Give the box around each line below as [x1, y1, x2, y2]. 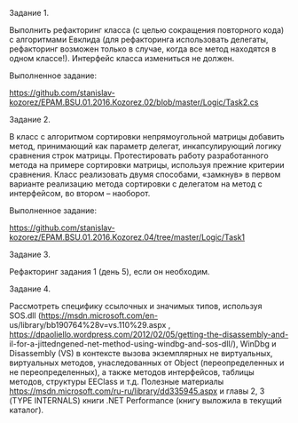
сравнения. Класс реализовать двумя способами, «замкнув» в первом [9, 169, 281, 180]
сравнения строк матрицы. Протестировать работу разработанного [9, 150, 269, 161]
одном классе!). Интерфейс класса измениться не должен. [9, 53, 235, 63]
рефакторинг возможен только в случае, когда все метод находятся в [9, 44, 277, 54]
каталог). [9, 404, 44, 415]
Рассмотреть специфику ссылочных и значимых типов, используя [9, 301, 263, 311]
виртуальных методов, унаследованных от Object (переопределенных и [9, 357, 285, 368]
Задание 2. [9, 115, 51, 124]
